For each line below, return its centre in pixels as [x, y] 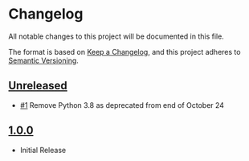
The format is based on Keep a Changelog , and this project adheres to [124, 52]
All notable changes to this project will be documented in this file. [116, 36]
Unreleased [38, 86]
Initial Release [43, 150]
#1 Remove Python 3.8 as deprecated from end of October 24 [122, 105]
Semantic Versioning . [43, 60]
